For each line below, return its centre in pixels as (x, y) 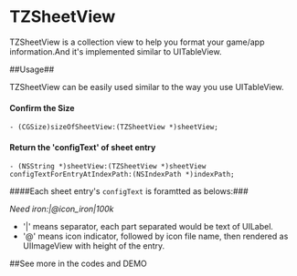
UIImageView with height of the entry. (94, 246)
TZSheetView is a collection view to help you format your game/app (137, 42)
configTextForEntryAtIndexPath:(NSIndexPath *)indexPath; (122, 175)
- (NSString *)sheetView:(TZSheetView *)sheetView (108, 167)
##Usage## (32, 69)
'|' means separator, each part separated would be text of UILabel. (148, 227)
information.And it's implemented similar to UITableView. (116, 51)
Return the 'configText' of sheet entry (83, 147)
